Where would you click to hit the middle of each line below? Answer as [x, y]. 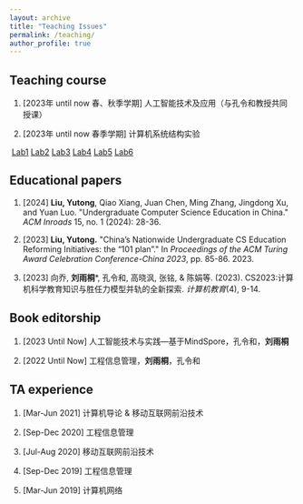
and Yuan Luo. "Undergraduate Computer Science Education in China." [155, 212]
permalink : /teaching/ [52, 35]
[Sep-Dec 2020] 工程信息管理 [78, 432]
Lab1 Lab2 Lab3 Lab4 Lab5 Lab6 [73, 152]
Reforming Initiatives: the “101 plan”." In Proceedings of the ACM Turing [155, 249]
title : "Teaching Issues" [58, 26]
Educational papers [66, 181]
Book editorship [55, 318]
